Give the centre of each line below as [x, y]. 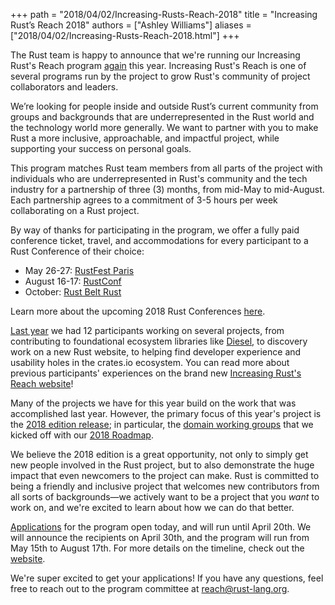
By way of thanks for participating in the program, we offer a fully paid [155, 230]
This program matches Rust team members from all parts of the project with [166, 168]
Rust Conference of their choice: [77, 251]
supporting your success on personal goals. [101, 148]
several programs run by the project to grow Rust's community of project [160, 76]
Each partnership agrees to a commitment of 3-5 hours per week [144, 200]
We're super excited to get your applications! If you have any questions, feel [167, 578]
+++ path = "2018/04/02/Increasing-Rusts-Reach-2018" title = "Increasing [164, 14]
